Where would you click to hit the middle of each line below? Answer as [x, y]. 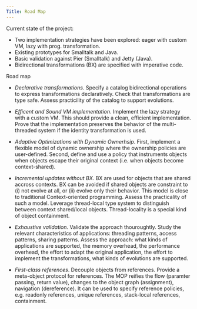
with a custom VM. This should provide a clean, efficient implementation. [103, 118]
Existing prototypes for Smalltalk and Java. [66, 52]
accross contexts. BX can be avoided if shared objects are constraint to [101, 184]
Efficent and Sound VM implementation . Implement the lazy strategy [97, 111]
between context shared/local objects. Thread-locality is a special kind [101, 209]
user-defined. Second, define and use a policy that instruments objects [101, 154]
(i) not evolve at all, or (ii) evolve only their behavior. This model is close [101, 190]
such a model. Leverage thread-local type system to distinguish [92, 203]
